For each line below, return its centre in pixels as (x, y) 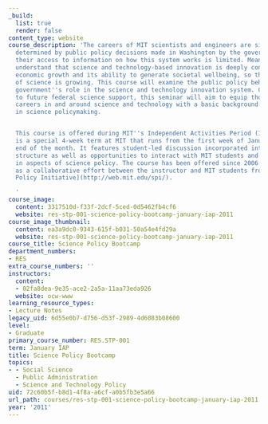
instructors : (30, 273)
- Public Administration (57, 378)
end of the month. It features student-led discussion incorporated (132, 148)
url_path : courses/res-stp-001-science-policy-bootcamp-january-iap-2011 (134, 399)
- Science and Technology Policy (71, 385)
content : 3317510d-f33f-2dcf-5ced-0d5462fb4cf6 (96, 207)
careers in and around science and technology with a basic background (137, 104)
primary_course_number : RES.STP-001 (69, 340)
